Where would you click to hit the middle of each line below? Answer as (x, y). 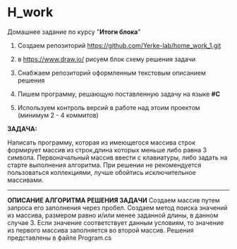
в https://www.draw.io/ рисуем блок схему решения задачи (107, 59)
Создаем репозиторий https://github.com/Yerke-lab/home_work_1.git (119, 45)
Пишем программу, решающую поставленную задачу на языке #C (119, 94)
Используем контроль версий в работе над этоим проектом (109, 107)
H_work (30, 12)
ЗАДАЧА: (22, 128)
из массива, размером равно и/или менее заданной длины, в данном (113, 215)
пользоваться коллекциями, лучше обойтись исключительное (102, 172)
